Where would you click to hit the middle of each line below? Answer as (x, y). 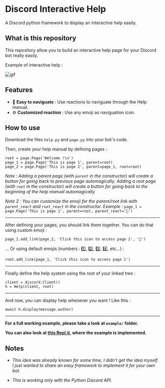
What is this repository (41, 38)
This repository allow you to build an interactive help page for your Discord (81, 50)
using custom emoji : (26, 230)
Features (19, 90)
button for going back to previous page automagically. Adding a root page (81, 181)
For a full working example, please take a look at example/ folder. (72, 323)
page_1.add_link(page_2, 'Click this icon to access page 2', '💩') (76, 239)
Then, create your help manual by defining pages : (56, 149)
